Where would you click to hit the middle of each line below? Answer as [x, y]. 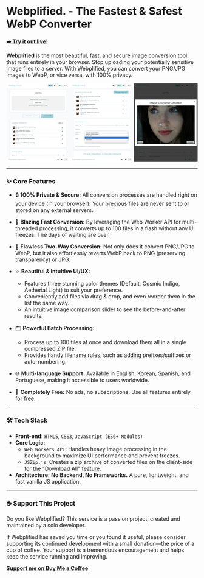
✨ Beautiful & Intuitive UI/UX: [53, 272]
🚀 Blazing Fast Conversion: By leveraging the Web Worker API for [98, 222]
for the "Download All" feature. [63, 468]
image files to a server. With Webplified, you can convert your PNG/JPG [96, 68]
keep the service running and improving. [57, 557]
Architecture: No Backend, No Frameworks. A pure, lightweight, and [102, 475]
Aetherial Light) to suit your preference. [73, 290]
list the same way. [47, 303]
